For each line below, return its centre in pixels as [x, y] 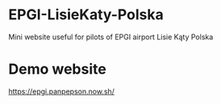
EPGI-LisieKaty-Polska [86, 15]
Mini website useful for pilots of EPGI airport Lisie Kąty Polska [111, 37]
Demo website [57, 69]
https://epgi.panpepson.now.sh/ [62, 91]
